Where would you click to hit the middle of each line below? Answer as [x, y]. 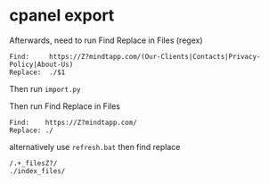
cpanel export [62, 16]
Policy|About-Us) [41, 64]
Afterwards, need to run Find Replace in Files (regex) [106, 40]
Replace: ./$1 [37, 72]
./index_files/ [37, 171]
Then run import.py [45, 88]
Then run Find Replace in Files [65, 106]
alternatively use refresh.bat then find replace [95, 146]
